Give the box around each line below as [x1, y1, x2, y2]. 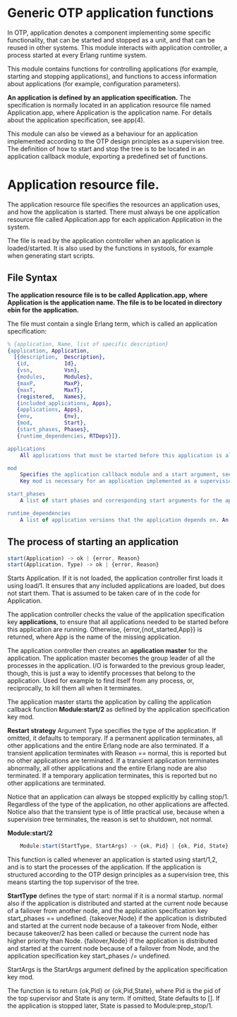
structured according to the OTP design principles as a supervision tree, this [7, 871, 229, 879]
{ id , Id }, [16, 360, 78, 368]
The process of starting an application [7, 536, 179, 548]
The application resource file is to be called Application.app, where [7, 290, 208, 299]
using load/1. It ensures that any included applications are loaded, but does [7, 582, 226, 590]
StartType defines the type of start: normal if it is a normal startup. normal [7, 892, 224, 900]
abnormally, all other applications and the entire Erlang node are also [7, 764, 207, 772]
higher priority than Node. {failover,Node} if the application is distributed [7, 936, 218, 945]
